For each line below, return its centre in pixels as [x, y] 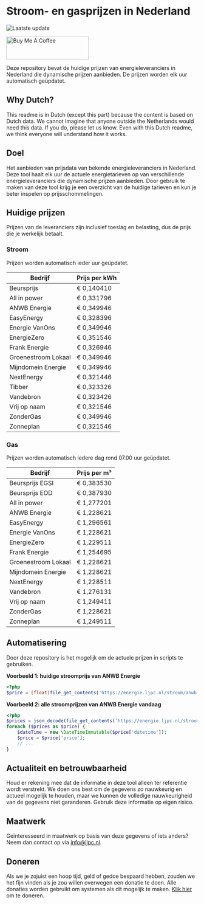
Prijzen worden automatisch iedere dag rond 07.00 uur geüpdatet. [89, 458]
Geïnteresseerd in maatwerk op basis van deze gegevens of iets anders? [97, 836]
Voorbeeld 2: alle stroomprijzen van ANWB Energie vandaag [84, 704]
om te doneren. [25, 895]
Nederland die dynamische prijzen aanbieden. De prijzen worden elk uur [97, 74]
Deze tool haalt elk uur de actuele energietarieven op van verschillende [95, 174]
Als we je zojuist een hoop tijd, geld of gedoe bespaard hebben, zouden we [101, 876]
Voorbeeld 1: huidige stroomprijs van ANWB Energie [73, 675]
